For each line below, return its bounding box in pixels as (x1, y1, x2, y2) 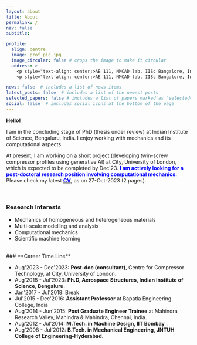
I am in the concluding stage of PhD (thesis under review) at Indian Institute (6, 128, 188, 135)
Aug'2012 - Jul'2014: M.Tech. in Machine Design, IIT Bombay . (14, 320, 168, 327)
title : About (6, 14, 38, 20)
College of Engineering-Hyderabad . (14, 333, 104, 340)
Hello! (6, 117, 21, 124)
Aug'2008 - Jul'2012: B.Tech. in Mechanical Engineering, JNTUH (14, 326, 175, 333)
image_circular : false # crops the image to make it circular (11, 57, 167, 63)
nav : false (6, 25, 33, 31)
